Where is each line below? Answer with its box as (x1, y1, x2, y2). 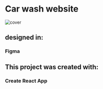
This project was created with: (5, 63, 99, 71)
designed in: (5, 33, 44, 42)
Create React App (5, 77, 47, 84)
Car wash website (5, 3, 79, 15)
